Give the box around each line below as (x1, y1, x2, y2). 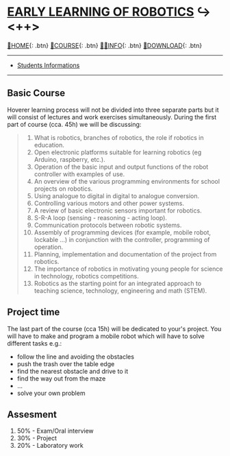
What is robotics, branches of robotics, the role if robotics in (34, 133, 204, 141)
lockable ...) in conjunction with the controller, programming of (34, 235, 210, 243)
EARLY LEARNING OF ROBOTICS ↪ (7, 4, 211, 20)
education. (34, 141, 65, 149)
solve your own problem (16, 389, 86, 397)
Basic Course (7, 87, 66, 99)
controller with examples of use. (34, 169, 125, 178)
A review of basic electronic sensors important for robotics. (34, 206, 202, 215)
